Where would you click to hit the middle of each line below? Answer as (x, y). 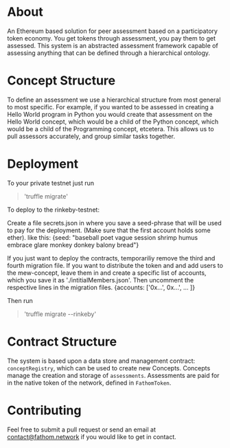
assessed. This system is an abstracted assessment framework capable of (113, 45)
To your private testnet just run (51, 183)
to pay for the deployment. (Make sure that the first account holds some (109, 230)
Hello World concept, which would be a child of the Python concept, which (113, 122)
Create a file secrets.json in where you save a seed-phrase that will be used (114, 223)
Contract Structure (62, 341)
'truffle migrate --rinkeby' (60, 314)
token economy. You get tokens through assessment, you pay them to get (112, 38)
